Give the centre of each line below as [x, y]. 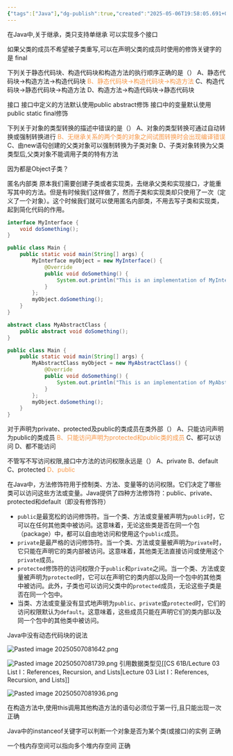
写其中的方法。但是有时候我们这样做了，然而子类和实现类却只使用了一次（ [113, 192]
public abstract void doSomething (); [74, 331]
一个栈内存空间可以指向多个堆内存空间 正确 [69, 746]
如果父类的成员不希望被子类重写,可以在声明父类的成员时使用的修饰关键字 [112, 49]
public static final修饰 [38, 113]
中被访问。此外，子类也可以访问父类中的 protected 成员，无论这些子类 [116, 586]
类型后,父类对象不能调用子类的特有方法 [63, 154]
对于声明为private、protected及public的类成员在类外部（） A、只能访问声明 [115, 429]
